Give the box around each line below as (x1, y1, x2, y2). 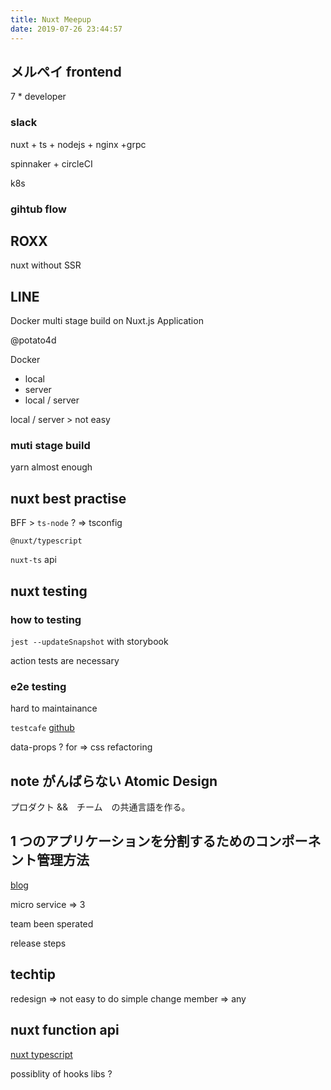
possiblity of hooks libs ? (10, 1067, 113, 1080)
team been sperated (10, 917, 94, 930)
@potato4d (10, 334, 57, 346)
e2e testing (10, 679, 67, 693)
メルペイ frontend (10, 63, 122, 80)
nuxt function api (10, 1022, 120, 1039)
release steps (10, 937, 67, 949)
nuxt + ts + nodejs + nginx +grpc (10, 138, 147, 150)
